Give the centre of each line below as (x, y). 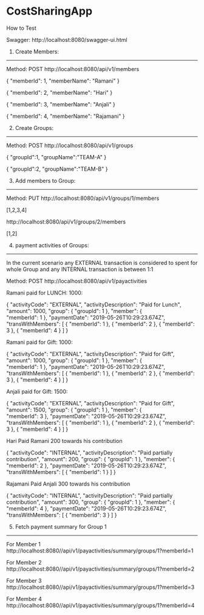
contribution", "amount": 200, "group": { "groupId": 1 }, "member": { (90, 459)
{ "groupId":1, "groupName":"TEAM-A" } (56, 157)
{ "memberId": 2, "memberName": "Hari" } (59, 92)
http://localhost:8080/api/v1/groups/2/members (66, 222)
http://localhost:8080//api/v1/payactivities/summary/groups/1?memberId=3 (100, 587)
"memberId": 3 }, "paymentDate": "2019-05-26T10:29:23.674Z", (87, 416)
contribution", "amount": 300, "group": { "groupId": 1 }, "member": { (91, 502)
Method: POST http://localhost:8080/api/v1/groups (70, 145)
